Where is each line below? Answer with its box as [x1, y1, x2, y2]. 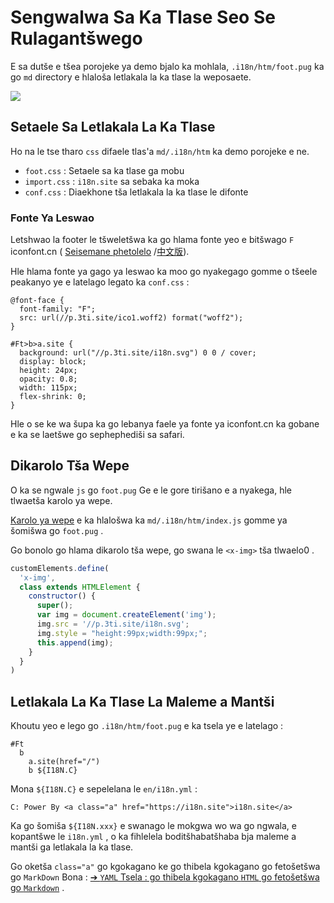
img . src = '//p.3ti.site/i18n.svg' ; [36, 619, 190, 630]
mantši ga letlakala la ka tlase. [10, 841, 134, 853]
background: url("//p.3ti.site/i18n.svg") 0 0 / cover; [19, 348, 257, 358]
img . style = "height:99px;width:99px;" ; [36, 628, 208, 638]
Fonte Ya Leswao [10, 211, 95, 225]
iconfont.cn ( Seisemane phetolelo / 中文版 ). [10, 246, 190, 258]
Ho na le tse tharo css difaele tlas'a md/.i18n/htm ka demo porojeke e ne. [10, 145, 310, 157]
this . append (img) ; [36, 637, 114, 648]
